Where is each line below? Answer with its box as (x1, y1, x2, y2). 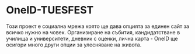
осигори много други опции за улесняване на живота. (6, 41, 142, 48)
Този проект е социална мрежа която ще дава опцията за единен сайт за (6, 23, 190, 30)
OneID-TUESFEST (6, 3, 94, 17)
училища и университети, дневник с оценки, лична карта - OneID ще (6, 35, 178, 42)
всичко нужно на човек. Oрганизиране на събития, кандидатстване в (6, 28, 180, 35)
